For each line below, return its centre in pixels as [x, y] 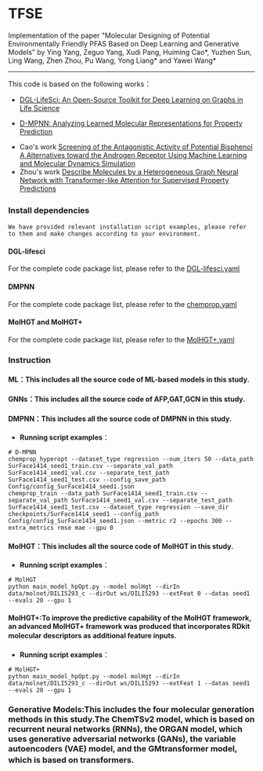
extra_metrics [31, 528]
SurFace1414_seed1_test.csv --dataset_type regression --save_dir [119, 507]
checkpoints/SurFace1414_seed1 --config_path [83, 514]
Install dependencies [49, 210]
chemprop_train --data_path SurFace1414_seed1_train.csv [103, 494]
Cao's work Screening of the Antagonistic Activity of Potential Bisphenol [136, 147]
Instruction [30, 360]
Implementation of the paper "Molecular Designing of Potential [109, 35]
